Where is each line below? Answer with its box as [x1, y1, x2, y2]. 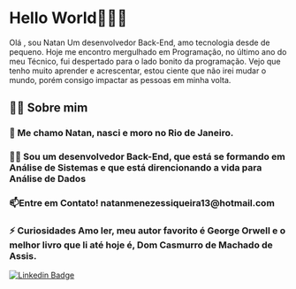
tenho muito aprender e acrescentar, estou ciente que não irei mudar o [9, 65, 267, 76]
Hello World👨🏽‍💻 [9, 8, 128, 28]
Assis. [9, 250, 37, 262]
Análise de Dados [9, 172, 87, 185]
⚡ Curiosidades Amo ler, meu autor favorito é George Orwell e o [9, 224, 285, 237]
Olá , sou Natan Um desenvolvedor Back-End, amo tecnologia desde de [9, 37, 270, 48]
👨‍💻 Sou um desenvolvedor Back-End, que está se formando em [9, 150, 285, 163]
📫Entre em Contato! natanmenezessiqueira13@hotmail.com [9, 197, 276, 209]
